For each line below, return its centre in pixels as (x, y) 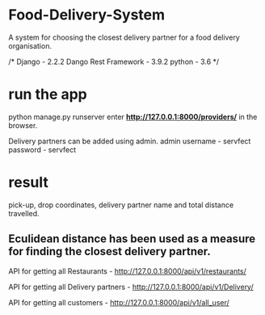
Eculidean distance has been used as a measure (132, 239)
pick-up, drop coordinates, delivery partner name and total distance (121, 205)
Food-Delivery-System (87, 15)
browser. (23, 125)
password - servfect (42, 149)
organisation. (30, 45)
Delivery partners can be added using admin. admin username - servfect (130, 141)
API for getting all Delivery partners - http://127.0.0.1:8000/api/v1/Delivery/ (131, 287)
